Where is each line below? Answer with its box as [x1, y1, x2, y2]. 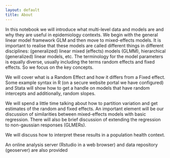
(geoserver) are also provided [5, 147, 68, 153]
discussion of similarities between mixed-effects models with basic [5, 111, 146, 117]
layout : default [5, 7, 40, 13]
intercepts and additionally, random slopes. [5, 90, 96, 96]
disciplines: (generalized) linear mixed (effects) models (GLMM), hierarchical [5, 48, 166, 54]
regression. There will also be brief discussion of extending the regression [5, 116, 161, 122]
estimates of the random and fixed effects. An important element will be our [5, 106, 164, 112]
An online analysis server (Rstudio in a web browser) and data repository [5, 141, 158, 148]
